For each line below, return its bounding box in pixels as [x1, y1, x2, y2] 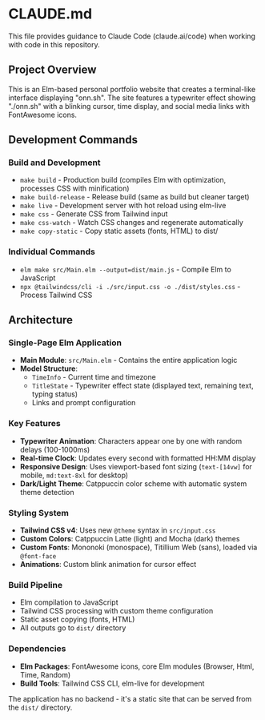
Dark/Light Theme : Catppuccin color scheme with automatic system [19, 478, 247, 489]
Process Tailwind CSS [19, 290, 93, 300]
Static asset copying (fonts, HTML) [19, 614, 135, 625]
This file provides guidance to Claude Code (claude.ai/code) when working [8, 31, 256, 41]
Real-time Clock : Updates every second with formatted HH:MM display [19, 453, 256, 463]
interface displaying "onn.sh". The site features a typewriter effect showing [8, 93, 256, 103]
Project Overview [8, 63, 97, 77]
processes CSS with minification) [19, 183, 130, 193]
